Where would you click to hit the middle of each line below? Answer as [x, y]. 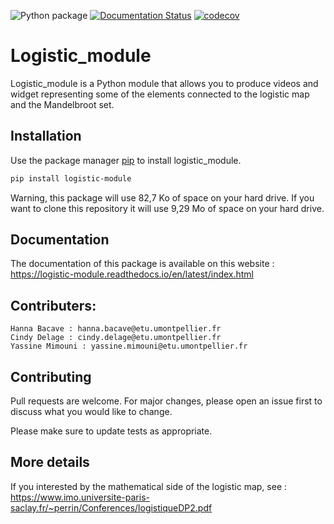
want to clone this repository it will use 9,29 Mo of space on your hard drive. [167, 208]
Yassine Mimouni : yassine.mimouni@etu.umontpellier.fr [129, 346]
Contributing [51, 376]
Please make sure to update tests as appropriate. [111, 431]
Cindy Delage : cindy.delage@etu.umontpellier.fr [116, 338]
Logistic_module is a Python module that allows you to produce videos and [164, 83]
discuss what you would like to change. [91, 412]
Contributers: [53, 305]
